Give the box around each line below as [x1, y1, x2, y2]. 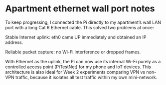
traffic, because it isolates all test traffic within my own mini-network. [15, 74, 158, 80]
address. [5, 39, 23, 45]
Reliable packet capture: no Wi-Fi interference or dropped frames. [5, 49, 141, 55]
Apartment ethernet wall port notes [5, 3, 155, 14]
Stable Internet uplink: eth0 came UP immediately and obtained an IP [5, 34, 147, 40]
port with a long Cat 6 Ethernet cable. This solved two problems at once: [5, 24, 155, 30]
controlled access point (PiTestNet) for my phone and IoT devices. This [5, 64, 151, 70]
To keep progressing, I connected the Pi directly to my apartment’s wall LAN [5, 19, 161, 25]
